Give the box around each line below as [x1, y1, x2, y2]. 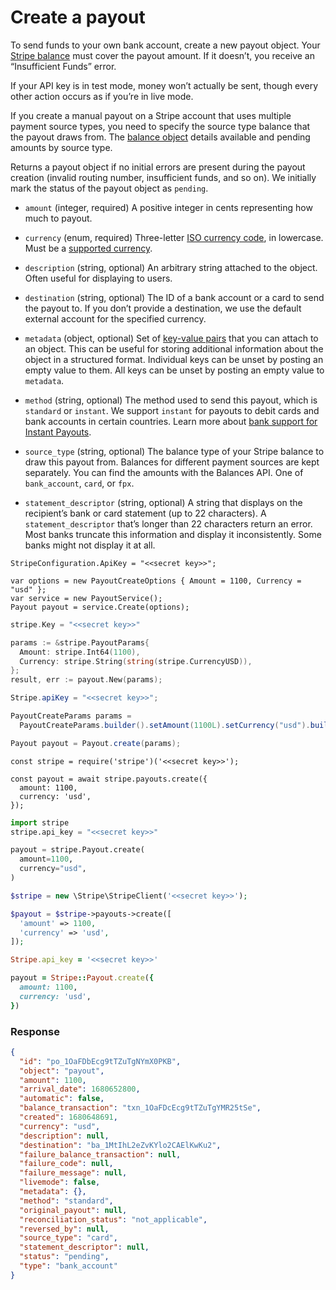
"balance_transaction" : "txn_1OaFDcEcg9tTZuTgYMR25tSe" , [19, 1103, 262, 1113]
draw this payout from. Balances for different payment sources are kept [24, 456, 320, 468]
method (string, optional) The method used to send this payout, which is [24, 394, 318, 406]
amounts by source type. [10, 141, 113, 153]
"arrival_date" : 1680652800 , [19, 1084, 141, 1095]
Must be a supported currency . [24, 242, 153, 254]
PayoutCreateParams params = [10, 711, 132, 721]
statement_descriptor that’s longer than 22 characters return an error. [24, 517, 313, 530]
